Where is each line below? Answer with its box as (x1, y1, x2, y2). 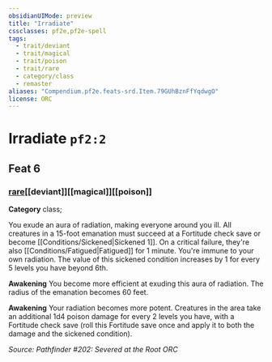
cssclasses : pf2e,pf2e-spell (8, 27, 107, 35)
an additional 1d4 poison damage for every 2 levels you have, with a (8, 312, 235, 322)
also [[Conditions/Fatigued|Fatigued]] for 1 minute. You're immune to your (8, 246, 254, 256)
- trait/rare (15, 65, 60, 73)
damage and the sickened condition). (8, 329, 133, 339)
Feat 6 (8, 161, 40, 175)
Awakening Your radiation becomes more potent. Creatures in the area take (8, 303, 261, 313)
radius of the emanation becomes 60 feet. (8, 287, 149, 297)
